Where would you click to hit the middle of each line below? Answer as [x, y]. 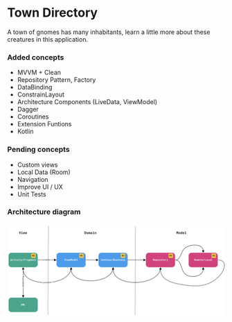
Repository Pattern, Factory [56, 80]
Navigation [33, 179]
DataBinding [35, 87]
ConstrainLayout [41, 94]
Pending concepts [39, 149]
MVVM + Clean [39, 73]
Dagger [28, 110]
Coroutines [33, 117]
